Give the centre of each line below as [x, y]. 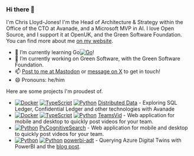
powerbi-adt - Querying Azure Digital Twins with [123, 140]
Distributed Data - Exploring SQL [138, 103]
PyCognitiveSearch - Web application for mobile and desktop [114, 128]
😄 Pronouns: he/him [40, 80]
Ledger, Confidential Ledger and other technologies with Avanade [95, 109]
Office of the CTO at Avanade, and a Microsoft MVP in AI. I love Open [90, 28]
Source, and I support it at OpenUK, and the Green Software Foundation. [94, 35]
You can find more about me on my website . [60, 41]
